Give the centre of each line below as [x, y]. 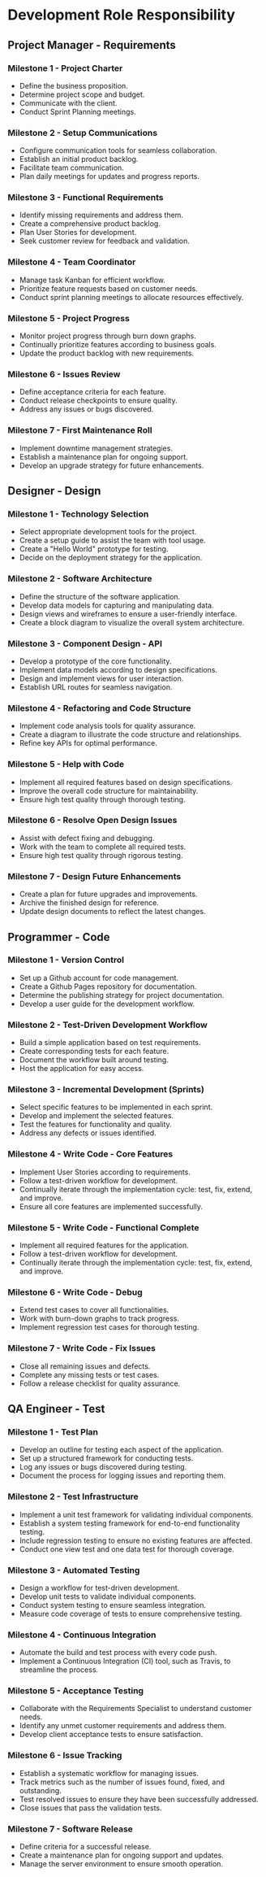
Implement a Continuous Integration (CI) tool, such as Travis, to [125, 1661]
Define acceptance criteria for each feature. [93, 392]
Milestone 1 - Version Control [66, 960]
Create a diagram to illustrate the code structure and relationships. [130, 734]
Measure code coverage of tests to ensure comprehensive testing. [131, 1614]
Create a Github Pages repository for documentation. [108, 986]
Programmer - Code [59, 937]
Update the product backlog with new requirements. [107, 353]
